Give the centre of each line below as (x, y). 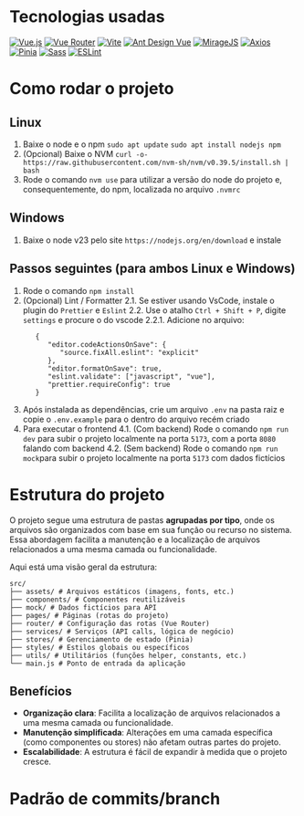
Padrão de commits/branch (115, 798)
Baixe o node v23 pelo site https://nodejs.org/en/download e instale (152, 240)
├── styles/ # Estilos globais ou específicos (100, 647)
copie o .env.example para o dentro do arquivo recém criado (136, 419)
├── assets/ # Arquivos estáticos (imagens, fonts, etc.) (122, 591)
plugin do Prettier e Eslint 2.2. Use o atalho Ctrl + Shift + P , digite (154, 310)
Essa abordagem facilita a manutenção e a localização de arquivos (135, 539)
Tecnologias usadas (87, 17)
